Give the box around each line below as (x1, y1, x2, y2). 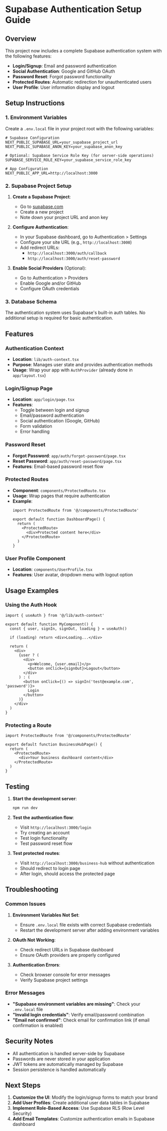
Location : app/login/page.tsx (12, 396, 74, 402)
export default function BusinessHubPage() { (5, 742, 102, 747)
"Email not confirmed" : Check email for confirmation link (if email (12, 1017, 150, 1023)
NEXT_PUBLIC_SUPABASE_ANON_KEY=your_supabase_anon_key (5, 144, 123, 149)
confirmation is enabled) (12, 1022, 64, 1028)
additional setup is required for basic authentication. (5, 315, 113, 321)
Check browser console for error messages (20, 972, 111, 978)
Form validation (20, 423, 52, 429)
